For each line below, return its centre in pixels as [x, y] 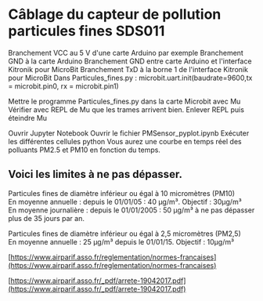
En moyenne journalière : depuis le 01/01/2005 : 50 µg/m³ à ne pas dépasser [131, 210]
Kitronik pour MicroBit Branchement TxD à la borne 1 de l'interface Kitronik [128, 69]
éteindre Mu [28, 118]
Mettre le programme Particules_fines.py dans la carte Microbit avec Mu [124, 101]
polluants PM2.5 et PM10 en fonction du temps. [84, 150]
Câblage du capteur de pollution [115, 15]
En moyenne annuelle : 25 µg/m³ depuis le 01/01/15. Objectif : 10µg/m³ [121, 241]
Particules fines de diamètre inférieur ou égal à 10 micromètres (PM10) [122, 193]
